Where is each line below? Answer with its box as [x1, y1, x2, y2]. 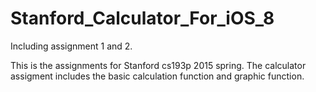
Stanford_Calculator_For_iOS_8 [10, 7, 275, 30]
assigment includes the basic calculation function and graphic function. [10, 70, 305, 82]
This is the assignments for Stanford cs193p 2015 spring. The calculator [10, 59, 307, 71]
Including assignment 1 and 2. [10, 40, 133, 52]
